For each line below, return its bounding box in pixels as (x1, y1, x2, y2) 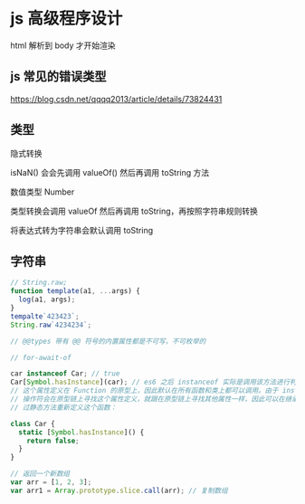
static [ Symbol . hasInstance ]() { (18, 427, 145, 437)
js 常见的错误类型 (10, 69, 107, 84)
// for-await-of (10, 353, 71, 362)
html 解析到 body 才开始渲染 (10, 40, 116, 51)
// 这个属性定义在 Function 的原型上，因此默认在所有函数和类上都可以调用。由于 (10, 386, 279, 395)
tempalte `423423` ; (10, 311, 80, 321)
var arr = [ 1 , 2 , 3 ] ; (10, 478, 92, 487)
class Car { (10, 419, 55, 428)
